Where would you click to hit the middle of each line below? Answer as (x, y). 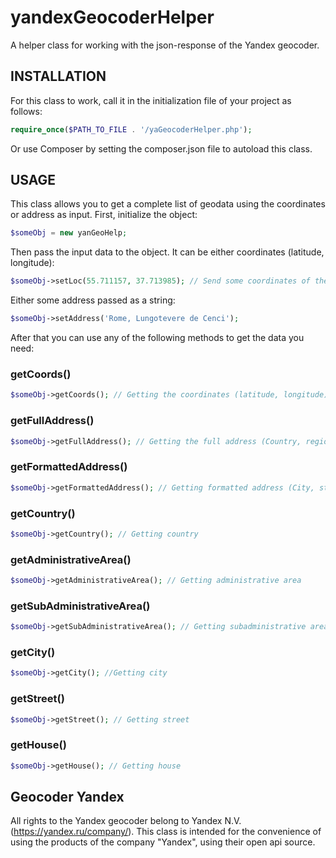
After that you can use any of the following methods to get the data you (157, 338)
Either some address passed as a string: (93, 300)
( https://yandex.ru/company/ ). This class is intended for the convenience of (166, 832)
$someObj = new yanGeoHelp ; (69, 233)
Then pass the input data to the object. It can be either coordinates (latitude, (167, 252)
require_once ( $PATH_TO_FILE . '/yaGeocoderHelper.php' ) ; (131, 129)
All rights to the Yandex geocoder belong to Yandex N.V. (126, 821)
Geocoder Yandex (67, 797)
